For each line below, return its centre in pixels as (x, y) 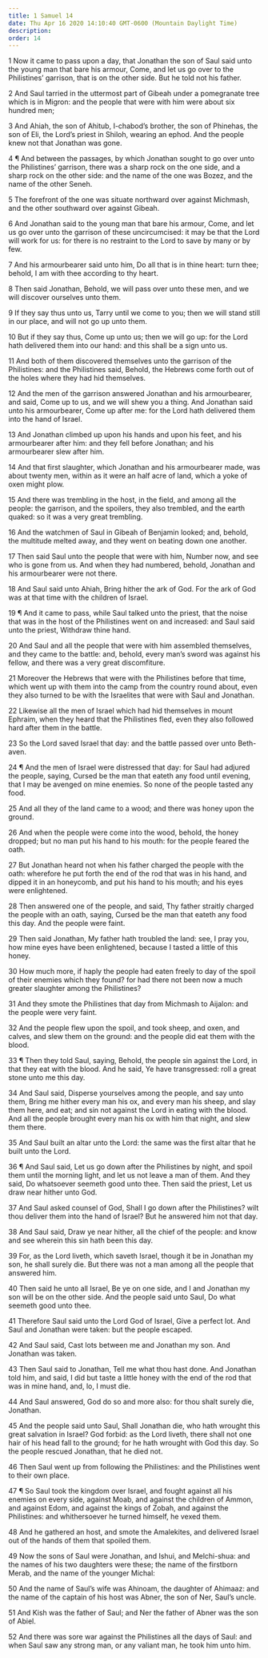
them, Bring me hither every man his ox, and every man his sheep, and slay (132, 1102)
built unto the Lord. (40, 1151)
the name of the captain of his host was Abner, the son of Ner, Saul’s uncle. (132, 1597)
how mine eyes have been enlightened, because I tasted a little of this (123, 948)
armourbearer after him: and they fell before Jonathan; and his (111, 443)
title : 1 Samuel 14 (41, 16)
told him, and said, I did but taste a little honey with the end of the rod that (130, 1378)
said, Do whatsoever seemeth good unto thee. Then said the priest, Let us (130, 1184)
